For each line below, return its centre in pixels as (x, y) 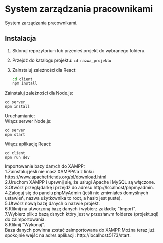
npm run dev (17, 157)
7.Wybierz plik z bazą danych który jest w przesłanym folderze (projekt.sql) (82, 214)
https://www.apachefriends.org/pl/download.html (56, 177)
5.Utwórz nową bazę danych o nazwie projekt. (53, 203)
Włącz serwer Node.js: (28, 121)
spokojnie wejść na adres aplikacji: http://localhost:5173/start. (68, 235)
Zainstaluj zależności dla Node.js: (39, 93)
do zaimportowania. (26, 219)
